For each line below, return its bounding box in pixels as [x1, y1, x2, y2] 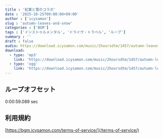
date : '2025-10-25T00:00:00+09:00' [5, 12, 79, 17]
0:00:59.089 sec [5, 99, 38, 104]
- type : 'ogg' [9, 61, 38, 66]
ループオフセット [5, 85, 56, 94]
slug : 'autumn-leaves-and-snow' [5, 20, 73, 26]
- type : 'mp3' [9, 52, 38, 58]
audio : [5, 43, 18, 48]
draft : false [5, 39, 34, 44]
